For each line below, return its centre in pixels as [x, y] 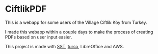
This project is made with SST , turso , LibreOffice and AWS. [65, 46]
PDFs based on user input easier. [39, 37]
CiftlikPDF [26, 9]
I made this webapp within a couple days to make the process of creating [79, 32]
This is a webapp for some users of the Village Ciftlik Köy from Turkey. [76, 22]
